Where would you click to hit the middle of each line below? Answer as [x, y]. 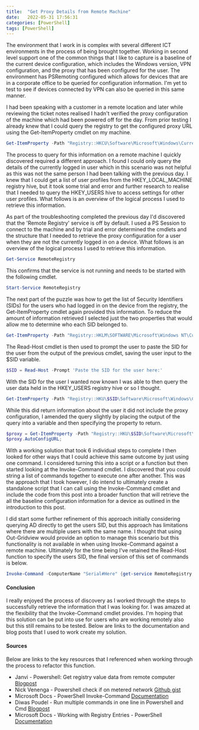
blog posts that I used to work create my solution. [67, 632]
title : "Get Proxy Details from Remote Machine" [69, 12]
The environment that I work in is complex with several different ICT [89, 45]
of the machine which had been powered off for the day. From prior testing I [99, 120]
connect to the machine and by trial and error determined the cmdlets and [97, 229]
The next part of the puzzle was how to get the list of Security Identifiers [95, 299]
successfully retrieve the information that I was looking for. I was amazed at [98, 607]
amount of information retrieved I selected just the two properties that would [99, 318]
